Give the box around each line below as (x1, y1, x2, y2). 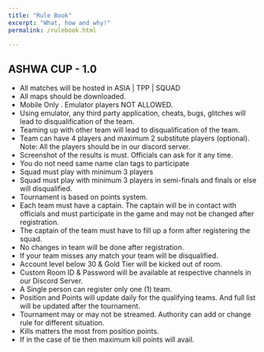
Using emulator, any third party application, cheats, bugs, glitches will (19, 108, 246, 118)
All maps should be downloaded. (19, 92, 126, 101)
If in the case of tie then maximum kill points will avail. (19, 335, 195, 344)
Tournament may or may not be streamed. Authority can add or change (19, 309, 251, 320)
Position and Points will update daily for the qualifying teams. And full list (19, 293, 256, 302)
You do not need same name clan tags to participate (19, 159, 190, 168)
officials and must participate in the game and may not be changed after (19, 209, 255, 219)
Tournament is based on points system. (19, 193, 148, 202)
